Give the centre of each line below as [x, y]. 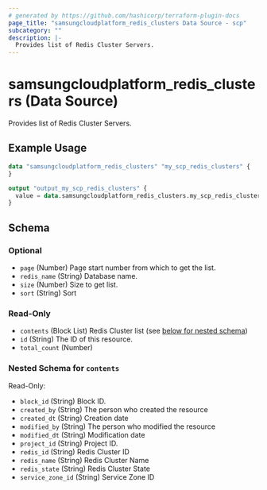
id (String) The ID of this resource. [76, 339]
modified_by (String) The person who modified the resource [118, 426]
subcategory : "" [35, 30]
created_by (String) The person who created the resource [114, 409]
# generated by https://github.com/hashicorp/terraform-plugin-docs [124, 15]
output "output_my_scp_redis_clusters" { [78, 188]
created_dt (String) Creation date [74, 418]
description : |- [35, 38]
